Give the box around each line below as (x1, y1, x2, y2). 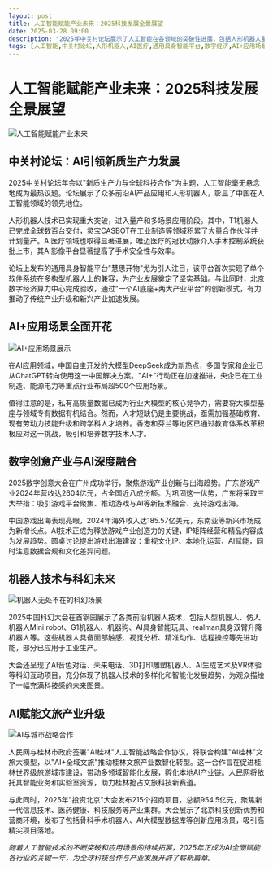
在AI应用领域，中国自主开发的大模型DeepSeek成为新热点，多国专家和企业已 (8, 360, 264, 370)
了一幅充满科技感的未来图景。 (8, 680, 108, 690)
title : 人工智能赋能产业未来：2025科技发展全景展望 (8, 20, 164, 28)
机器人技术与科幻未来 (8, 571, 115, 586)
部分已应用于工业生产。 (22, 643, 102, 653)
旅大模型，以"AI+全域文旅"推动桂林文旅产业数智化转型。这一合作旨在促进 (8, 758, 254, 767)
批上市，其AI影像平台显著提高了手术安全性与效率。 (8, 246, 180, 256)
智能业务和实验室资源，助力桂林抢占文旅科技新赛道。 (22, 778, 201, 788)
